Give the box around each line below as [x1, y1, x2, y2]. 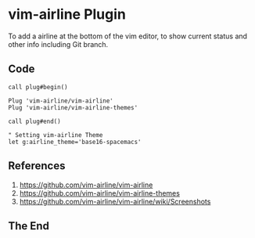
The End [8, 219, 49, 233]
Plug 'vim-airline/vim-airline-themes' [8, 103, 138, 111]
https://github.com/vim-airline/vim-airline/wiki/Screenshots [19, 197, 211, 206]
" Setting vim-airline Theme [8, 131, 103, 139]
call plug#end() [8, 117, 61, 125]
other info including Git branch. [8, 39, 109, 49]
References [8, 159, 66, 173]
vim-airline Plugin [8, 5, 127, 23]
